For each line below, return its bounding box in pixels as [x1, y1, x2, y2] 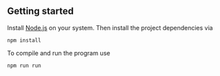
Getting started [7, 5, 74, 17]
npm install [7, 37, 41, 44]
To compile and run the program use [7, 49, 111, 57]
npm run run [7, 62, 41, 69]
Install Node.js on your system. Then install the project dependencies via [7, 23, 213, 31]
